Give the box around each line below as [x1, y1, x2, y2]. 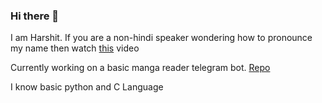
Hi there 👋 [10, 9, 60, 23]
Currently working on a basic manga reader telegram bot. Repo [10, 62, 271, 74]
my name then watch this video [10, 42, 140, 54]
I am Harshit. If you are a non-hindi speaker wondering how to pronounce [10, 32, 313, 44]
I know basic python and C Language [10, 81, 164, 93]
